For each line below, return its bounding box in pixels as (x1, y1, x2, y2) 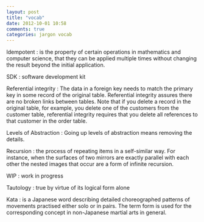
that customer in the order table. (6, 117, 87, 125)
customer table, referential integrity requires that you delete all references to (6, 111, 198, 118)
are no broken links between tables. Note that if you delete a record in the (6, 98, 191, 106)
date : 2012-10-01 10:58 (6, 20, 67, 26)
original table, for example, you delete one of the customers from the (6, 104, 179, 112)
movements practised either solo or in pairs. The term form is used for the (6, 202, 192, 210)
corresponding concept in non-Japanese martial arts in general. (6, 209, 167, 217)
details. (6, 135, 25, 143)
